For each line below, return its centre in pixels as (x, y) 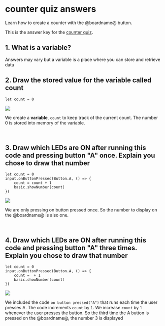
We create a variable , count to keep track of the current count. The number (82, 118)
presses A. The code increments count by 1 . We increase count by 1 (73, 308)
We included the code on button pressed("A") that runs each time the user (81, 302)
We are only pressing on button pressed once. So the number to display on (81, 210)
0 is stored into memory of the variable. (45, 123)
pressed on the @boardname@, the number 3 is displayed (64, 318)
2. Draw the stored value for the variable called (78, 80)
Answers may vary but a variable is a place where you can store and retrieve (83, 59)
